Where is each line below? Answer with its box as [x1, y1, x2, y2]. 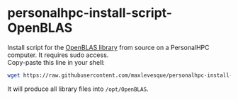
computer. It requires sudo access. [7, 51, 109, 59]
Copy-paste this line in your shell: [7, 58, 105, 66]
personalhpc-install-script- [7, 5, 172, 21]
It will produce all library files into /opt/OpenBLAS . [7, 85, 149, 93]
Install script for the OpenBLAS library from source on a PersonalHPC [7, 43, 210, 51]
